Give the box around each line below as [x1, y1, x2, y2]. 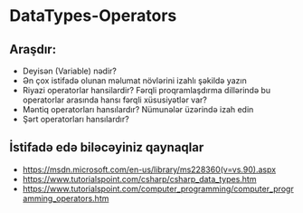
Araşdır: [9, 42, 57, 57]
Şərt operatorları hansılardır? [22, 114, 129, 124]
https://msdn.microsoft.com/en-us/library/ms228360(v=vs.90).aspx [22, 164, 277, 175]
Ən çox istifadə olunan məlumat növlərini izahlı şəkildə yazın [22, 75, 247, 86]
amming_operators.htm [22, 192, 109, 204]
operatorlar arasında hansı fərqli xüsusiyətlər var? [22, 94, 208, 105]
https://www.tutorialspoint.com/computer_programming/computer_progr [22, 183, 294, 194]
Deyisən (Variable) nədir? [22, 65, 118, 76]
